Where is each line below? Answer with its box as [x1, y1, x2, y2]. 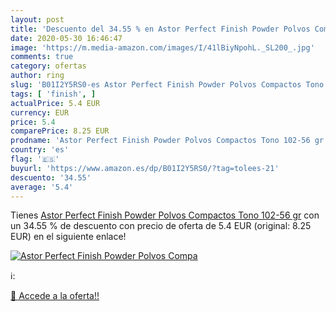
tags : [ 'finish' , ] [10, 89, 97, 99]
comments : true [10, 52, 74, 62]
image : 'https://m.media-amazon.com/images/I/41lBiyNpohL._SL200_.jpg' [10, 42, 315, 53]
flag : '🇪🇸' [10, 154, 60, 164]
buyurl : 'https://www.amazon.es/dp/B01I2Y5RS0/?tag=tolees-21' [10, 163, 280, 173]
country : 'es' [10, 145, 70, 155]
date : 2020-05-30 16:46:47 [10, 33, 123, 43]
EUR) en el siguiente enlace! [10, 231, 127, 243]
